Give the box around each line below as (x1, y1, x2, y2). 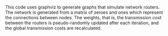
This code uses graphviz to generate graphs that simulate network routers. (5, 4, 160, 10)
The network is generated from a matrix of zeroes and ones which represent (5, 9, 163, 15)
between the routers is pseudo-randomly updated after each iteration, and (5, 20, 159, 26)
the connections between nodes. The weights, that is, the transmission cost (5, 15, 161, 20)
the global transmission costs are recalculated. (5, 25, 102, 31)
